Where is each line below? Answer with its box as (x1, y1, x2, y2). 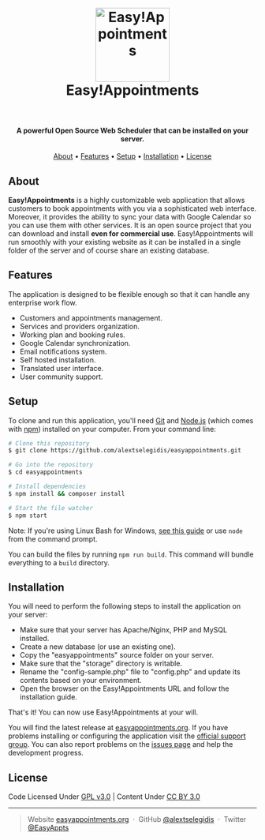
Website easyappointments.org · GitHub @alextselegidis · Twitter (27, 815, 247, 824)
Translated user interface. (19, 363, 104, 373)
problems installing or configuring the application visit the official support (8, 731, 246, 741)
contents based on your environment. (19, 676, 142, 685)
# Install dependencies (8, 482, 87, 491)
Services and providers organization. (19, 321, 140, 331)
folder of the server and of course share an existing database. (8, 246, 210, 255)
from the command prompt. (8, 534, 98, 543)
